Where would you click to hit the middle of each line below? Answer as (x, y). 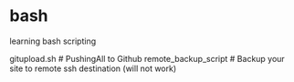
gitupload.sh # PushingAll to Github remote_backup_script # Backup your (147, 58)
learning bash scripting (53, 41)
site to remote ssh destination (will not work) (93, 68)
